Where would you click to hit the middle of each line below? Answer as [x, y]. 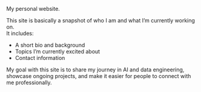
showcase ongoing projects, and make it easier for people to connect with [99, 76]
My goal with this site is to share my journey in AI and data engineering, [95, 70]
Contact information [40, 58]
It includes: [20, 33]
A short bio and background [50, 45]
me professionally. [29, 82]
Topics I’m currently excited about [58, 51]
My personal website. [33, 9]
